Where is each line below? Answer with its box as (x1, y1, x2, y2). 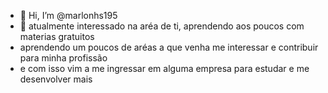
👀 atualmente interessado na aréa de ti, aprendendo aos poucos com (19, 20, 305, 32)
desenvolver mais (19, 73, 93, 85)
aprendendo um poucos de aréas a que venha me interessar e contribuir (19, 41, 319, 53)
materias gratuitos (19, 31, 95, 42)
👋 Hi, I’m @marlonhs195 (19, 10, 118, 21)
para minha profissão (19, 52, 108, 64)
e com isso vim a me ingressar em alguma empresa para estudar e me (19, 63, 310, 74)
